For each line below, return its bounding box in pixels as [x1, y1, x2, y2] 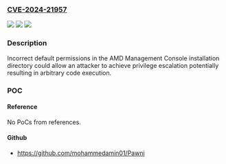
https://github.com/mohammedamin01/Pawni [16, 149, 146, 157]
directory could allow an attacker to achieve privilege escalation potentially [7, 61, 219, 69]
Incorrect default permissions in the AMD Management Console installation [7, 54, 220, 62]
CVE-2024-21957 [7, 5, 67, 14]
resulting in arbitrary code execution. [7, 69, 112, 77]
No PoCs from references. [7, 118, 81, 126]
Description [7, 38, 47, 48]
